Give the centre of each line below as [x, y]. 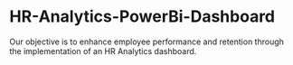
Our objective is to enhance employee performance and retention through [147, 42]
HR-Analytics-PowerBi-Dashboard [142, 17]
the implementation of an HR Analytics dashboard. [103, 51]
